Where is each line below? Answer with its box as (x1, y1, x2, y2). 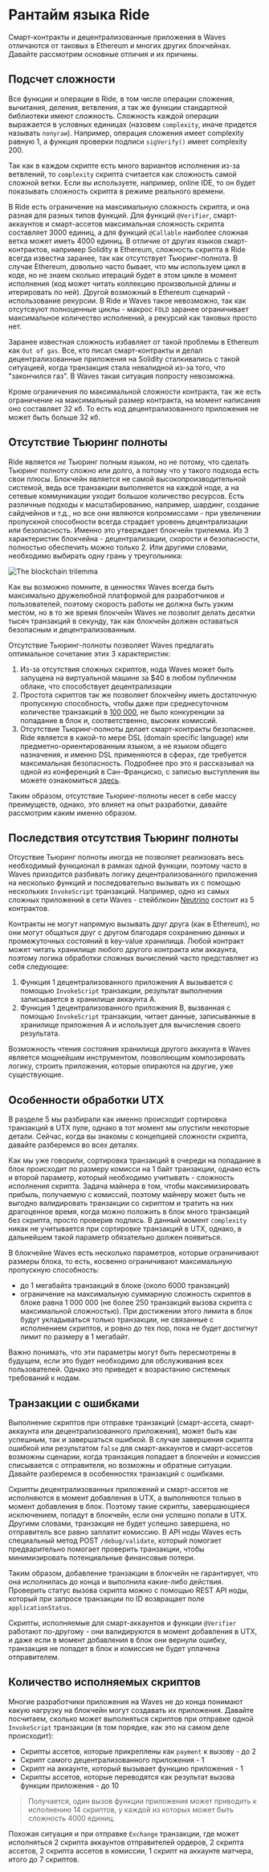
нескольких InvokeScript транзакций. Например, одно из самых (8, 886, 230, 897)
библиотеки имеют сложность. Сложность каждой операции (8, 111, 219, 121)
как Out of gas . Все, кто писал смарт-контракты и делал (8, 345, 203, 355)
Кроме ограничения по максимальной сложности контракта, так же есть (8, 386, 262, 396)
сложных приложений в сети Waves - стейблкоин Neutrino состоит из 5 (8, 895, 255, 905)
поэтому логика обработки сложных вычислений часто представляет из (8, 954, 259, 963)
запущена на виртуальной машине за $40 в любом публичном (19, 672, 237, 682)
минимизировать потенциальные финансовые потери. (8, 1553, 196, 1562)
